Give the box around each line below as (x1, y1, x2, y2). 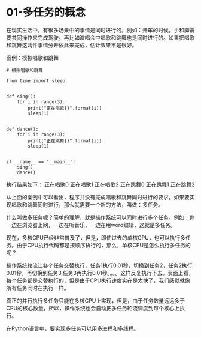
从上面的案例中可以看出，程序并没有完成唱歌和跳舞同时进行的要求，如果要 (6, 193, 190, 201)
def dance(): (6, 126, 39, 132)
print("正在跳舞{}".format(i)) (28, 137, 102, 144)
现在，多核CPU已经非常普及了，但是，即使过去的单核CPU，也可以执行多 (6, 234, 186, 241)
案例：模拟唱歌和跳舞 (6, 54, 59, 61)
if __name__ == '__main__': (6, 158, 77, 165)
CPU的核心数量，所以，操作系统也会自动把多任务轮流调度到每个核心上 (6, 304, 180, 312)
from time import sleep (6, 77, 66, 84)
